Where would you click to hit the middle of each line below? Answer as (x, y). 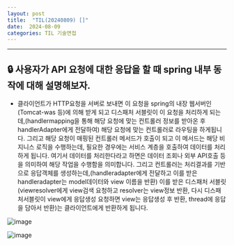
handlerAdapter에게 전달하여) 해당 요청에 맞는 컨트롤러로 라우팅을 (108, 130)
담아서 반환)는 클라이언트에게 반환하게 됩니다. (86, 208)
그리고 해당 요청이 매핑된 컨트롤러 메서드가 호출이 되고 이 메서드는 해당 (122, 138)
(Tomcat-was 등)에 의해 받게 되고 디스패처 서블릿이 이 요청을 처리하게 (112, 113)
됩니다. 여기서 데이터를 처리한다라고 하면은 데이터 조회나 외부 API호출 (124, 156)
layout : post (26, 14)
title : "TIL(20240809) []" (48, 20)
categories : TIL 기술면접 (42, 33)
